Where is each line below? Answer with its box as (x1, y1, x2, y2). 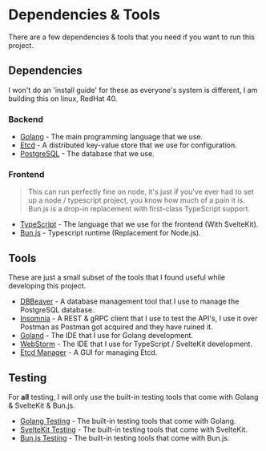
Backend (8, 114, 44, 125)
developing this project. (8, 281, 87, 291)
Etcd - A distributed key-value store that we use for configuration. (19, 140, 238, 150)
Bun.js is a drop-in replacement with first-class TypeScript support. (27, 204, 251, 214)
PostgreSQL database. (19, 305, 95, 315)
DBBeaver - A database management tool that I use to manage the (19, 296, 240, 306)
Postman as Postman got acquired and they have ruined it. (19, 322, 214, 332)
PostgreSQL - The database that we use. (19, 149, 155, 159)
